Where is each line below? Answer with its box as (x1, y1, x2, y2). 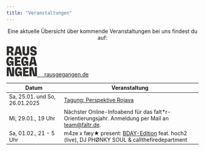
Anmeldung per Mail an (110, 114, 169, 122)
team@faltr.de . (63, 121, 101, 128)
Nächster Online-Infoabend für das (63, 108, 153, 116)
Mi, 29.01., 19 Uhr (9, 114, 56, 122)
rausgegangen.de (44, 70, 89, 78)
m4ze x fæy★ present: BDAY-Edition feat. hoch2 (63, 129, 187, 137)
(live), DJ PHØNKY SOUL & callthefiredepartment (63, 136, 188, 143)
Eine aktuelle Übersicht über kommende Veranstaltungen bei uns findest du (7, 28, 198, 35)
